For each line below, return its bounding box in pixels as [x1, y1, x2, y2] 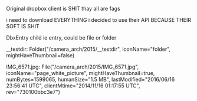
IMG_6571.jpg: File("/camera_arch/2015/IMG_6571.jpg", [6, 63, 139, 70]
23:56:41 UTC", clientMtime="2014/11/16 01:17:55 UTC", [6, 82, 140, 89]
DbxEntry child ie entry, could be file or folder [6, 34, 117, 41]
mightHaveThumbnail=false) [6, 52, 75, 58]
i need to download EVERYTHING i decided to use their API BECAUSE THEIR [6, 17, 192, 23]
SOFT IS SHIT [6, 23, 40, 30]
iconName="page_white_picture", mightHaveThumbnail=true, [6, 70, 155, 76]
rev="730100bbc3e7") [6, 89, 61, 95]
